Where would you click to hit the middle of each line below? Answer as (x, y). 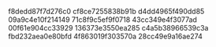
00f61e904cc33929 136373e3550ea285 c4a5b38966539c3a (108, 28)
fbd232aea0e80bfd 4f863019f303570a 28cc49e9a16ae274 (105, 36)
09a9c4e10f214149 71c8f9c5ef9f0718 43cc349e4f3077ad (102, 20)
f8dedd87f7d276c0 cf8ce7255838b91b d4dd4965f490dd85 (106, 11)
